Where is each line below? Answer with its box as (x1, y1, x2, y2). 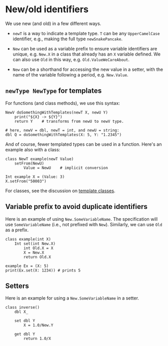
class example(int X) (5, 236, 51, 242)
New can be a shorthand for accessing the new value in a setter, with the (12, 66, 163, 72)
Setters (5, 281, 30, 290)
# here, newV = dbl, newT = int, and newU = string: (5, 127, 120, 133)
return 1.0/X (23, 336, 51, 341)
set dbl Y (14, 318, 36, 324)
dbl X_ (14, 309, 29, 314)
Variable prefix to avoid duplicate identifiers (5, 202, 148, 211)
